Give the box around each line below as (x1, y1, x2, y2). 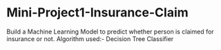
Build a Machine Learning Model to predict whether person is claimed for (6, 27, 215, 36)
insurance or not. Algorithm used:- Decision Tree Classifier (6, 34, 174, 42)
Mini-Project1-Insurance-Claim (6, 5, 189, 21)
